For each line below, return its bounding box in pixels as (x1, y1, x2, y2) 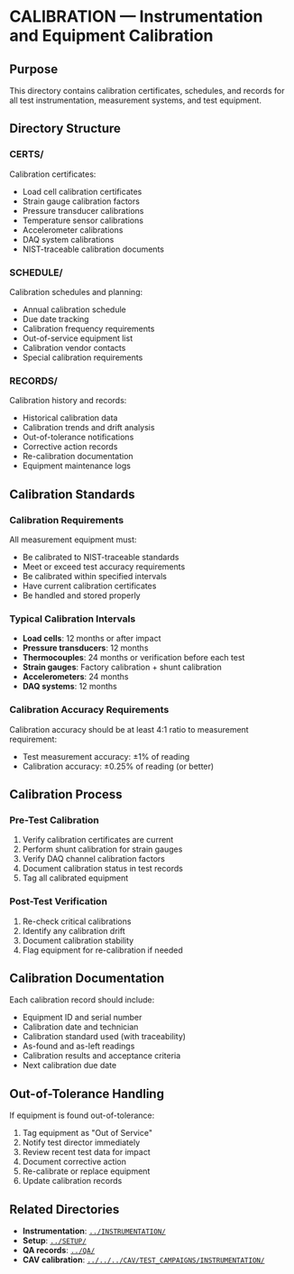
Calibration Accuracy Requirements (9, 704, 170, 716)
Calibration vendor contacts (22, 342, 126, 353)
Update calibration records (22, 1176, 123, 1186)
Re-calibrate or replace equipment (22, 1166, 151, 1177)
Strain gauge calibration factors (22, 196, 140, 207)
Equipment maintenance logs (22, 460, 131, 471)
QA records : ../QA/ (22, 1244, 96, 1255)
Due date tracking (22, 313, 89, 324)
